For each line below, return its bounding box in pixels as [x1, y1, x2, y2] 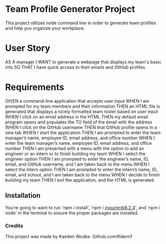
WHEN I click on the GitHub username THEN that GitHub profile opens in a [5, 124, 157, 130]
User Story [5, 43, 51, 54]
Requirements [5, 82, 64, 93]
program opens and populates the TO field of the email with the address [5, 119, 153, 125]
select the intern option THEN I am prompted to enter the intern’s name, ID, [5, 166, 158, 172]
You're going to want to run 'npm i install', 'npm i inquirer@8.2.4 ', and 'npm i [5, 204, 160, 210]
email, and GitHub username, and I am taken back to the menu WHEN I [5, 161, 150, 167]
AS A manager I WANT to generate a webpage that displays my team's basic [5, 59, 162, 65]
